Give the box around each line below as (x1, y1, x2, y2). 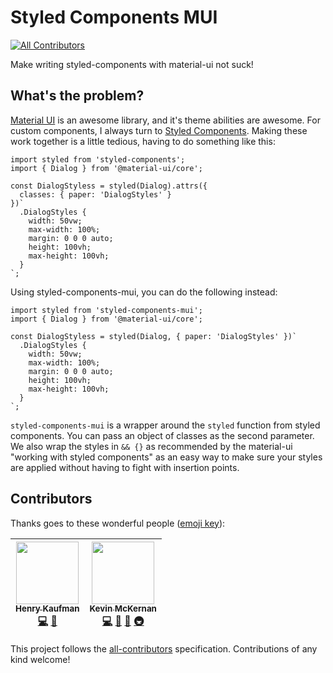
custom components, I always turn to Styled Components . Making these (10, 124, 308, 136)
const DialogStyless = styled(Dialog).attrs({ (10, 181, 208, 191)
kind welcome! (10, 653, 71, 665)
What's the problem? (10, 87, 145, 105)
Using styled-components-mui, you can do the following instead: (10, 286, 278, 298)
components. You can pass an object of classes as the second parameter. (10, 429, 315, 441)
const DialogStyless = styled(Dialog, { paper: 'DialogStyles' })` (10, 331, 298, 341)
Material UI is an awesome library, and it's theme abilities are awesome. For (10, 114, 321, 126)
